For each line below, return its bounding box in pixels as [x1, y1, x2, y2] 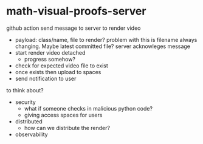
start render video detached [15, 49, 86, 56]
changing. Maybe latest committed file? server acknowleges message [15, 43, 190, 50]
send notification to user [15, 75, 77, 82]
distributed [15, 117, 43, 125]
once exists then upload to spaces [15, 68, 101, 75]
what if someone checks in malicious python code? [24, 105, 153, 112]
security [15, 98, 36, 106]
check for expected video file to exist [15, 62, 108, 69]
